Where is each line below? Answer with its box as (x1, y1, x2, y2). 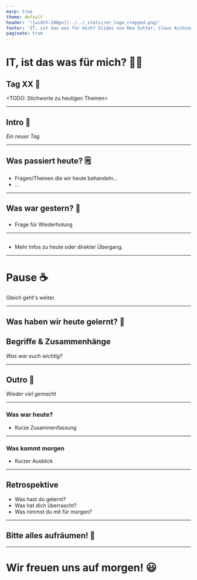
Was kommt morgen (6, 444, 64, 452)
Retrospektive (6, 480, 59, 490)
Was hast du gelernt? (14, 495, 66, 502)
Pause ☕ (6, 271, 49, 284)
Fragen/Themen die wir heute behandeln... (14, 175, 118, 182)
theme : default (6, 14, 43, 20)
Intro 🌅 (6, 117, 31, 127)
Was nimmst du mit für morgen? (14, 508, 92, 515)
